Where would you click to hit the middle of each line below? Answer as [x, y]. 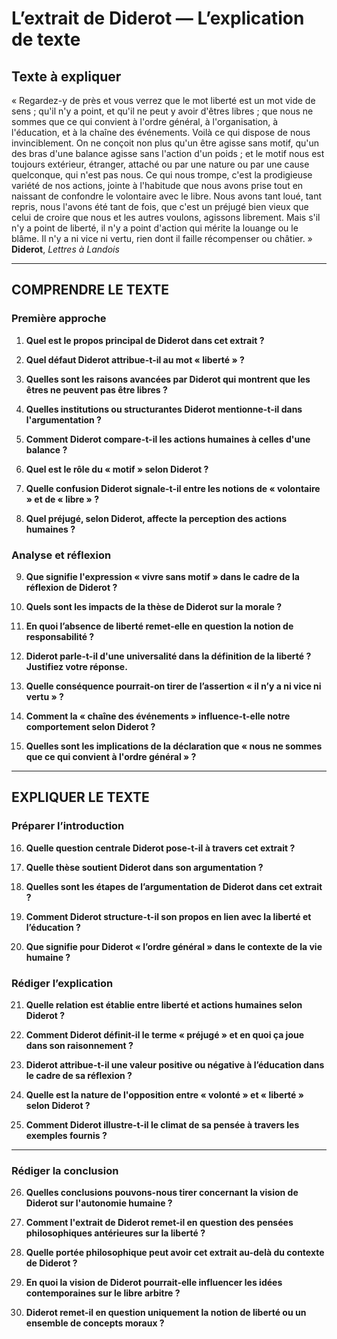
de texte [46, 39]
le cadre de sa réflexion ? [79, 1075]
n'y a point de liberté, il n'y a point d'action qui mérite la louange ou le [155, 228]
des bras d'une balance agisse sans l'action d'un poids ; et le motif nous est [168, 153]
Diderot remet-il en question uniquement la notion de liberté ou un [166, 1313]
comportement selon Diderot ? [90, 726]
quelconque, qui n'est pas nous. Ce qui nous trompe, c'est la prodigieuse [162, 175]
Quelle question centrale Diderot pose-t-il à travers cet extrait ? [160, 848]
